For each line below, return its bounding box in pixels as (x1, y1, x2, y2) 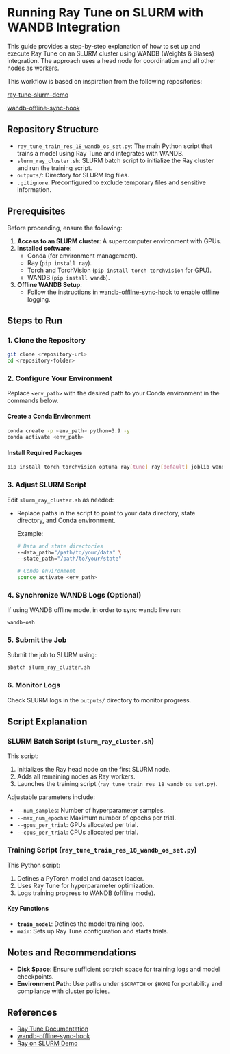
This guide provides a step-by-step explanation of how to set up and (7, 42, 201, 50)
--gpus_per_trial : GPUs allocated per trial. (16, 821, 139, 829)
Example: (16, 529, 44, 537)
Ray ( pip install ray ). (27, 258, 92, 267)
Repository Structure (7, 123, 99, 135)
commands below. (7, 396, 59, 405)
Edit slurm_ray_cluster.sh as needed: (7, 495, 114, 504)
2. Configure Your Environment (7, 373, 113, 383)
